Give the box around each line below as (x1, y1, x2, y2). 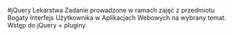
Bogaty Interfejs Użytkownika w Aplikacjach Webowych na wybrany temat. (7, 13, 227, 22)
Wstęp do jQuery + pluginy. (7, 21, 87, 29)
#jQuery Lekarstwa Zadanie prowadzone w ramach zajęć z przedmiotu (7, 6, 215, 14)
